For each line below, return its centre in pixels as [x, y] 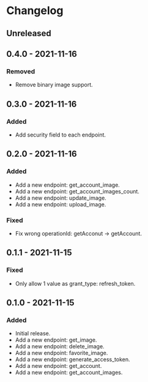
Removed [21, 71]
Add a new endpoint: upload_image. [61, 204]
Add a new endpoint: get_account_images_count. [77, 191]
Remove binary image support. [54, 85]
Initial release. [33, 334]
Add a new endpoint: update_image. [61, 198]
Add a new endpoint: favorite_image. [61, 353]
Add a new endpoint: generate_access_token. [72, 359]
